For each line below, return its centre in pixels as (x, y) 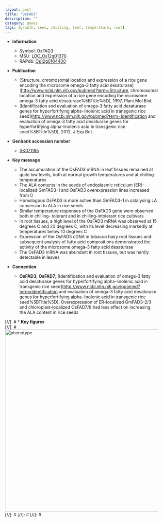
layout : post (18, 9)
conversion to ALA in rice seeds (51, 206)
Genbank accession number (41, 141)
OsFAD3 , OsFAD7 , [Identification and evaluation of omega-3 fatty (85, 276)
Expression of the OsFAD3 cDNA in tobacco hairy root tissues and (85, 237)
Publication (24, 71)
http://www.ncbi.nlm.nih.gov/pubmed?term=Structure (75, 90)
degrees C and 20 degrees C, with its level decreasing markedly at (86, 226)
